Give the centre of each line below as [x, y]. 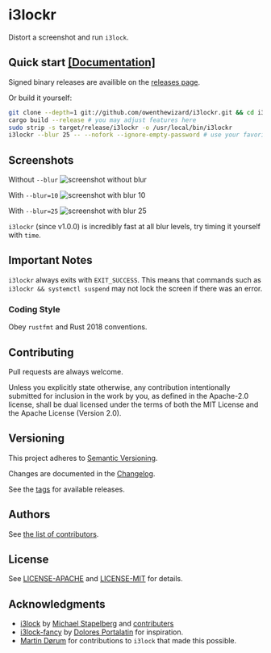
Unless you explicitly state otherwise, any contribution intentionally [119, 387]
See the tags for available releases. [67, 489]
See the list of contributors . [54, 534]
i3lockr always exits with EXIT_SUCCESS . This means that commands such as [135, 279]
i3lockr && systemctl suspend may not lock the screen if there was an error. [135, 288]
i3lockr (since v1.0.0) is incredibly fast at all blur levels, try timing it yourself [134, 227]
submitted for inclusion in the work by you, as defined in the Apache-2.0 [128, 396]
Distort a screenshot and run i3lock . [69, 37]
